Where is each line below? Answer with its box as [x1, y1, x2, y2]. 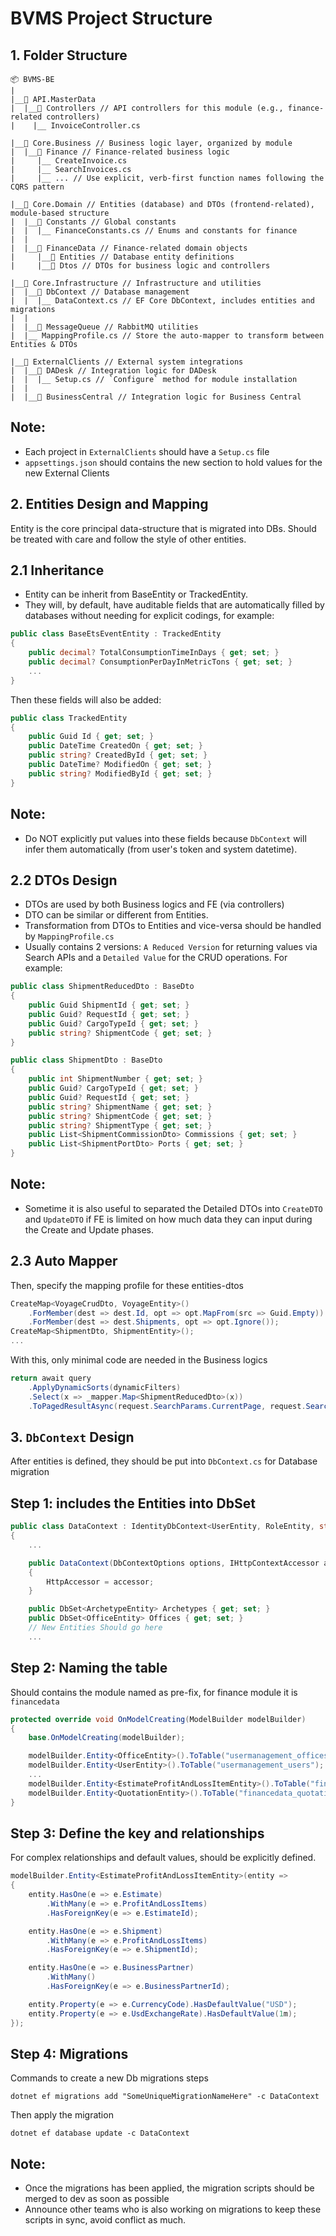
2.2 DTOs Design [10, 872, 118, 889]
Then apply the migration [10, 2109, 114, 2121]
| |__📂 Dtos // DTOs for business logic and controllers [10, 261, 271, 271]
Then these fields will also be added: [10, 693, 162, 706]
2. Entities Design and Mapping [10, 496, 209, 513]
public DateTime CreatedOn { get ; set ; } [28, 741, 203, 751]
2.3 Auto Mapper [10, 1253, 118, 1270]
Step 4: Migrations [10, 2045, 129, 2062]
